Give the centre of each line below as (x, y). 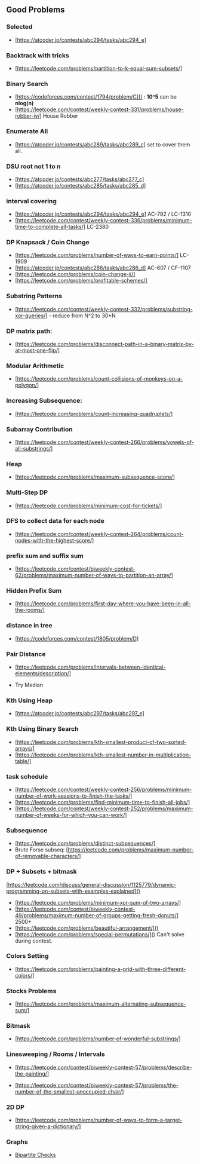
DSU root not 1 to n (33, 166)
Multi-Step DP (27, 492)
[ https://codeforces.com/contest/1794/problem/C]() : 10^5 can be (96, 97)
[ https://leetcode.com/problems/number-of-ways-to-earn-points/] (97, 255)
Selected (19, 27)
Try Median (29, 685)
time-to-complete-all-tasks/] (50, 227)
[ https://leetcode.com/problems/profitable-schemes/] (81, 281)
